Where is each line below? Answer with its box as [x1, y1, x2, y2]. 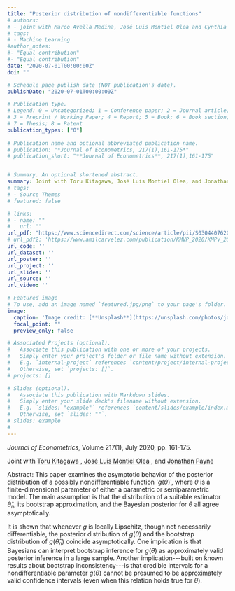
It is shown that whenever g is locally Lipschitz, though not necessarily [7, 522, 211, 531]
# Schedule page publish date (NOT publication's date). [7, 81, 177, 88]
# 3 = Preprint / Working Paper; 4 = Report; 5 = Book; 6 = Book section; [7, 113, 230, 121]
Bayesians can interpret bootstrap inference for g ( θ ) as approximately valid [7, 547, 224, 555]
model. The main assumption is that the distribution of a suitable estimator [7, 492, 221, 501]
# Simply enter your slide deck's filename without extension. [7, 398, 201, 405]
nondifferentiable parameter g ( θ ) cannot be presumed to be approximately [7, 569, 222, 578]
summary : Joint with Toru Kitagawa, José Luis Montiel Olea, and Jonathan [7, 178, 230, 186]
